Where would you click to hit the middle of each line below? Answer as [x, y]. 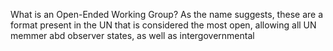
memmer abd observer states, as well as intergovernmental [132, 35]
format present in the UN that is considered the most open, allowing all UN [163, 25]
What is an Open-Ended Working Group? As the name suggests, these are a [166, 14]
